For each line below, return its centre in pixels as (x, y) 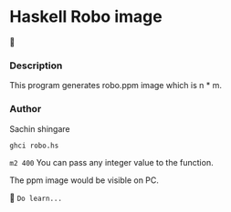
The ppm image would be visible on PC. (84, 180)
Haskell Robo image (86, 17)
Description (36, 66)
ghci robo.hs (34, 146)
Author (26, 109)
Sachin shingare (40, 128)
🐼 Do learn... (36, 197)
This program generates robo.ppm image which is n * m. (115, 86)
